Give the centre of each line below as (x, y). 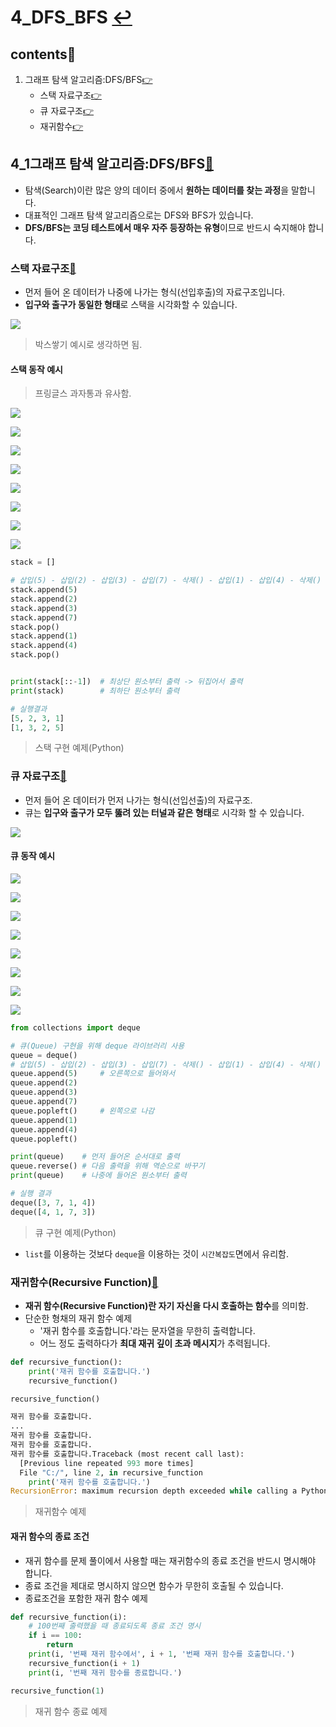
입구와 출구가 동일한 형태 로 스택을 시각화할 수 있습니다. (131, 305)
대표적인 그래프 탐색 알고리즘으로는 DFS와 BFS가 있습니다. (139, 215)
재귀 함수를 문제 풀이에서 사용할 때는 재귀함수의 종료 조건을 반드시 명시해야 (170, 1560)
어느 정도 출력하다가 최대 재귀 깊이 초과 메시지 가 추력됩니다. (155, 1343)
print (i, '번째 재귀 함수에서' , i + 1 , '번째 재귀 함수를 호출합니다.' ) (162, 1654)
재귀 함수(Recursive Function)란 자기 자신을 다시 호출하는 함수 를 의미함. (166, 1305)
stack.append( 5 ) (44, 590)
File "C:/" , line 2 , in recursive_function (111, 1472)
